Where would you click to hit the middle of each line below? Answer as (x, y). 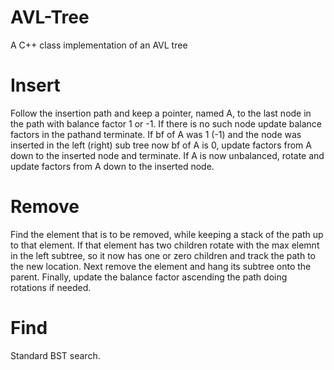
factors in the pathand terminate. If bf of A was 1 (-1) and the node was (156, 134)
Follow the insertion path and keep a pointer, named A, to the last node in (161, 113)
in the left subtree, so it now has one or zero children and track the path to (163, 255)
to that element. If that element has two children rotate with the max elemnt (165, 245)
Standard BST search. (55, 355)
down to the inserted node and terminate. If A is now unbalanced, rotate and (167, 155)
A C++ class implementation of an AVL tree (99, 45)
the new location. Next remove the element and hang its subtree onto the (161, 266)
